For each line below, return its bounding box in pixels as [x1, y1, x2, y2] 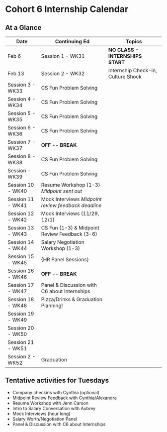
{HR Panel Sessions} [41, 256, 89, 263]
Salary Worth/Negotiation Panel [12, 416, 77, 422]
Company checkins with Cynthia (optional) [12, 389, 100, 395]
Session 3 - [7, 81, 36, 88]
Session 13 [7, 224, 34, 231]
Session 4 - [7, 96, 36, 103]
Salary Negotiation [41, 239, 84, 245]
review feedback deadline [41, 202, 102, 209]
